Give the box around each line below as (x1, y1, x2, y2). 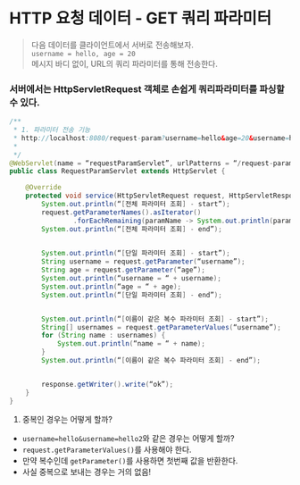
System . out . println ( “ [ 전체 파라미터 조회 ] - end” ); (41, 224, 223, 233)
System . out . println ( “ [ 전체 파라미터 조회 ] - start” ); (41, 200, 230, 209)
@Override (25, 183, 62, 192)
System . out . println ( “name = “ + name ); (56, 339, 205, 348)
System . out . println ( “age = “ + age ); (41, 282, 181, 291)
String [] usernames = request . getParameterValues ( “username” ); (41, 322, 281, 331)
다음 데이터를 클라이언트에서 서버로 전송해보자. (30, 39, 195, 50)
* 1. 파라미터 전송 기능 (12, 126, 91, 135)
